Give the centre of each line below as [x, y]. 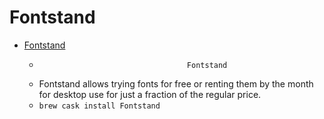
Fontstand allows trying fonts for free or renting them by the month [176, 83]
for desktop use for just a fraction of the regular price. [150, 94]
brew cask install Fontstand [99, 106]
